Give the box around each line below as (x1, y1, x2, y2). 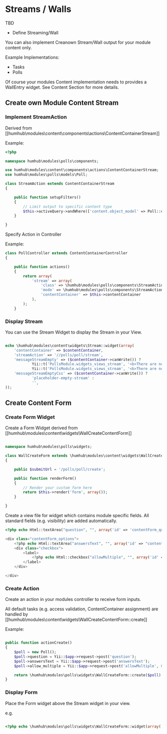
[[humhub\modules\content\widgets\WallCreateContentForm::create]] (5, 617, 148, 623)
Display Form (5, 689, 38, 696)
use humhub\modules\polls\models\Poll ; (5, 172, 88, 178)
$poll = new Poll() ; (14, 650, 57, 655)
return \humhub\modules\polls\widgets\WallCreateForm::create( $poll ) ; (14, 672, 164, 678)
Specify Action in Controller (5, 231, 62, 237)
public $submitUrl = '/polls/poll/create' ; (14, 467, 106, 472)
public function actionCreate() (5, 640, 72, 645)
